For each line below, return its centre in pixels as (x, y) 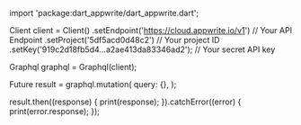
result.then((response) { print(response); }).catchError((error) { (125, 102)
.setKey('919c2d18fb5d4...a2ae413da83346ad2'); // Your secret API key (142, 49)
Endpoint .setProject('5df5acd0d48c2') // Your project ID (115, 40)
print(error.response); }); (55, 111)
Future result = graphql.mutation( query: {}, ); (93, 84)
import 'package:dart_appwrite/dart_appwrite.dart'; (104, 13)
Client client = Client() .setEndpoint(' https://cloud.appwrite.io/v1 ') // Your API (151, 30)
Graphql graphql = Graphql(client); (73, 67)
